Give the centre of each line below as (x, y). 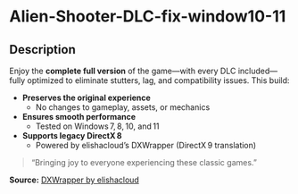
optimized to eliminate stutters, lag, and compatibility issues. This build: (158, 80)
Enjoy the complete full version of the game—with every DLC (123, 71)
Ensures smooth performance (79, 117)
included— (258, 71)
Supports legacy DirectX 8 (72, 135)
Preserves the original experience (87, 97)
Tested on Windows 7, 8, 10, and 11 (97, 126)
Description (42, 50)
